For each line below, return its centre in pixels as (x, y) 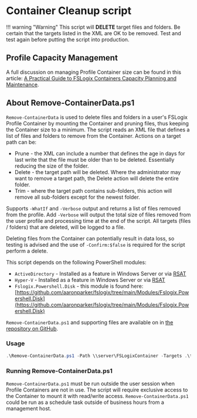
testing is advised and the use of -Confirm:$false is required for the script (96, 244)
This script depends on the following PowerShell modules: (76, 262)
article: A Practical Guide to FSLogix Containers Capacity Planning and (91, 78)
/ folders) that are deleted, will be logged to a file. (66, 227)
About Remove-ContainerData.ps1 (70, 103)
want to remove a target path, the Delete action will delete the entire (96, 178)
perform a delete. (27, 251)
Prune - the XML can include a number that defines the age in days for (100, 153)
